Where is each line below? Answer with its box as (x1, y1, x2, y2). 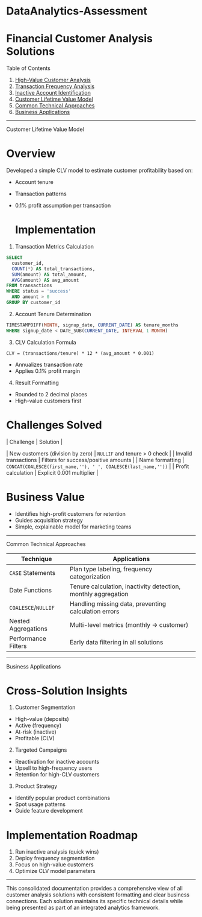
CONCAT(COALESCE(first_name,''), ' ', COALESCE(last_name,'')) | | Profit (6, 463, 189, 470)
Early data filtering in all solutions (70, 638, 164, 646)
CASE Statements (9, 568, 56, 577)
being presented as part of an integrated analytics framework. (6, 904, 161, 912)
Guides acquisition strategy (14, 516, 83, 524)
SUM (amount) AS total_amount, (11, 271, 87, 278)
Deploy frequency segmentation (14, 855, 95, 862)
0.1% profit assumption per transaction (14, 202, 111, 209)
